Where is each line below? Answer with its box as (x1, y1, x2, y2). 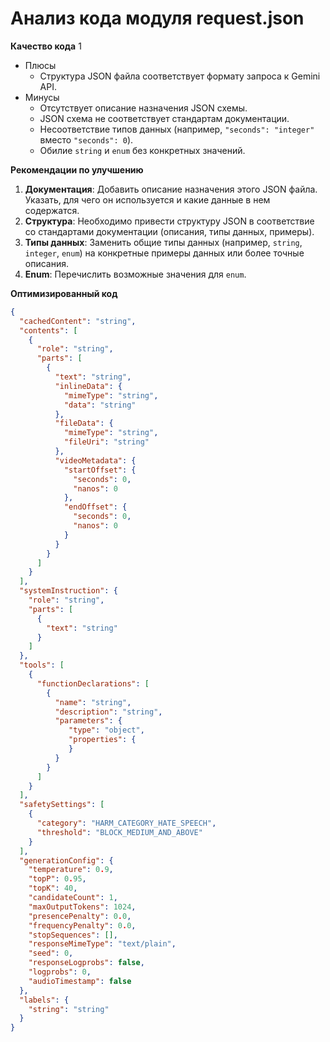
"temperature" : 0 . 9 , (28, 865, 114, 875)
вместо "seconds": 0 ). (39, 133, 134, 146)
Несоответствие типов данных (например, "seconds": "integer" (39, 123, 315, 135)
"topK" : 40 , (28, 883, 78, 894)
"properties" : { (68, 735, 137, 745)
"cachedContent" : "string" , (19, 316, 137, 326)
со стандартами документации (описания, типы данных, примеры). (24, 225, 315, 237)
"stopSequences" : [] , (28, 930, 118, 940)
